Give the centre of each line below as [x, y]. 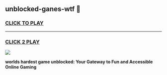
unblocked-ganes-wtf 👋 [43, 9]
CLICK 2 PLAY [22, 41]
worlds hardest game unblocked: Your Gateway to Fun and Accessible [79, 62]
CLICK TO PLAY [24, 23]
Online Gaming [21, 67]
